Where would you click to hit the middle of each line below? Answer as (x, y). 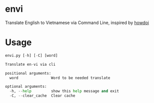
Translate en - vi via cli (30, 64)
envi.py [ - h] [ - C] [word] (31, 55)
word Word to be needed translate (60, 78)
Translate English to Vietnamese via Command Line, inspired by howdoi (77, 23)
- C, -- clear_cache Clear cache (43, 96)
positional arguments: (28, 73)
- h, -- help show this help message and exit (64, 91)
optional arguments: (26, 87)
